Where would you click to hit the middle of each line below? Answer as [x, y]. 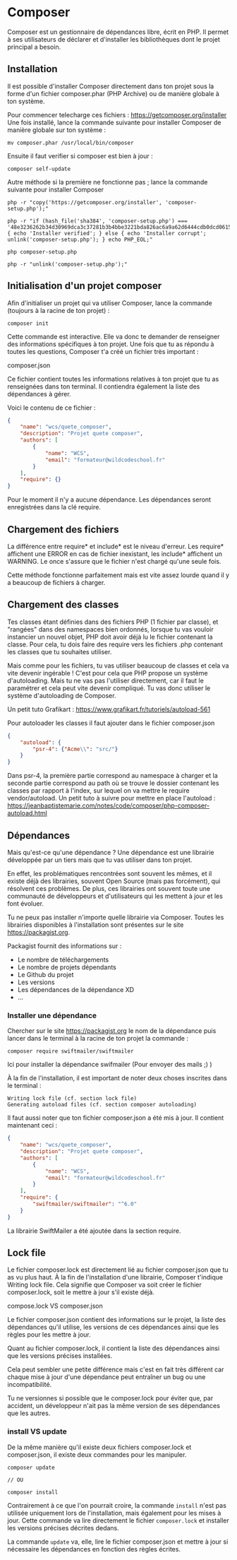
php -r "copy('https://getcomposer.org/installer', [85, 202]
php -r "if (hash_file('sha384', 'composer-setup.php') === [98, 221]
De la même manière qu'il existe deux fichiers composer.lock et [99, 1447]
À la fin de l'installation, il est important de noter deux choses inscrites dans [117, 1078]
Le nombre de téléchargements [63, 959]
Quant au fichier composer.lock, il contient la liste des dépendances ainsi [114, 1348]
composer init [28, 323]
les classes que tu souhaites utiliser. [60, 651]
